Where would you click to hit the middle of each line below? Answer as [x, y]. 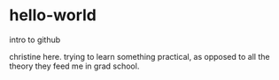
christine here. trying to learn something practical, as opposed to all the [139, 56]
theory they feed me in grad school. [74, 66]
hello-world [53, 15]
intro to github [35, 40]
